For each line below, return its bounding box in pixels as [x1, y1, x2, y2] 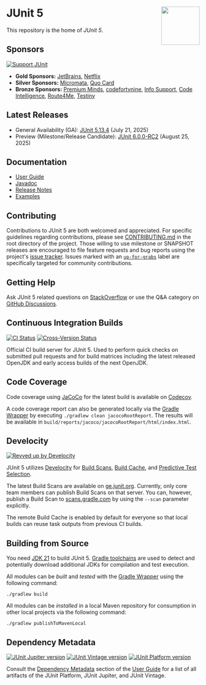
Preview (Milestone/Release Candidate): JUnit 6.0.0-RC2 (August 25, [15, 133, 189, 140]
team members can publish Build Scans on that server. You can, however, [6, 489, 193, 497]
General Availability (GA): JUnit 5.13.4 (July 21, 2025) [15, 126, 149, 133]
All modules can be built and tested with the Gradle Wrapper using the [6, 573, 184, 580]
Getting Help [6, 277, 56, 288]
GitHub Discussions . [6, 300, 58, 307]
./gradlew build [6, 591, 48, 598]
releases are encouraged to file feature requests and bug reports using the [6, 246, 195, 254]
